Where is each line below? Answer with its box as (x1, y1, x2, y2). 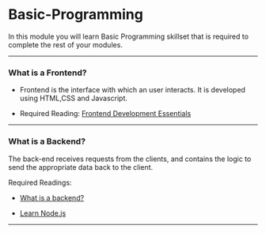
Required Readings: (8, 178, 73, 187)
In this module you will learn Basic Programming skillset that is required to (8, 32, 249, 41)
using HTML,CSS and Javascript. (19, 93, 128, 103)
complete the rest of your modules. (8, 39, 123, 49)
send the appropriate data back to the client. (8, 162, 154, 171)
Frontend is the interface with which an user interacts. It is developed (19, 85, 245, 95)
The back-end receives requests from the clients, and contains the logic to (8, 154, 252, 163)
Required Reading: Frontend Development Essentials (19, 109, 192, 118)
